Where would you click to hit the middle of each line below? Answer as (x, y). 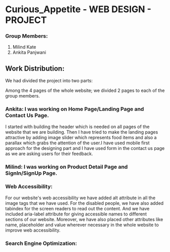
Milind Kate (24, 47)
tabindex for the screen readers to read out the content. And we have (77, 208)
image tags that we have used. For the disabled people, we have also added (84, 203)
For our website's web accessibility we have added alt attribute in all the (80, 198)
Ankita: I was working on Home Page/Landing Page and (75, 109)
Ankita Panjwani (29, 52)
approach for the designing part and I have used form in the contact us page (85, 148)
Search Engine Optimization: (41, 243)
